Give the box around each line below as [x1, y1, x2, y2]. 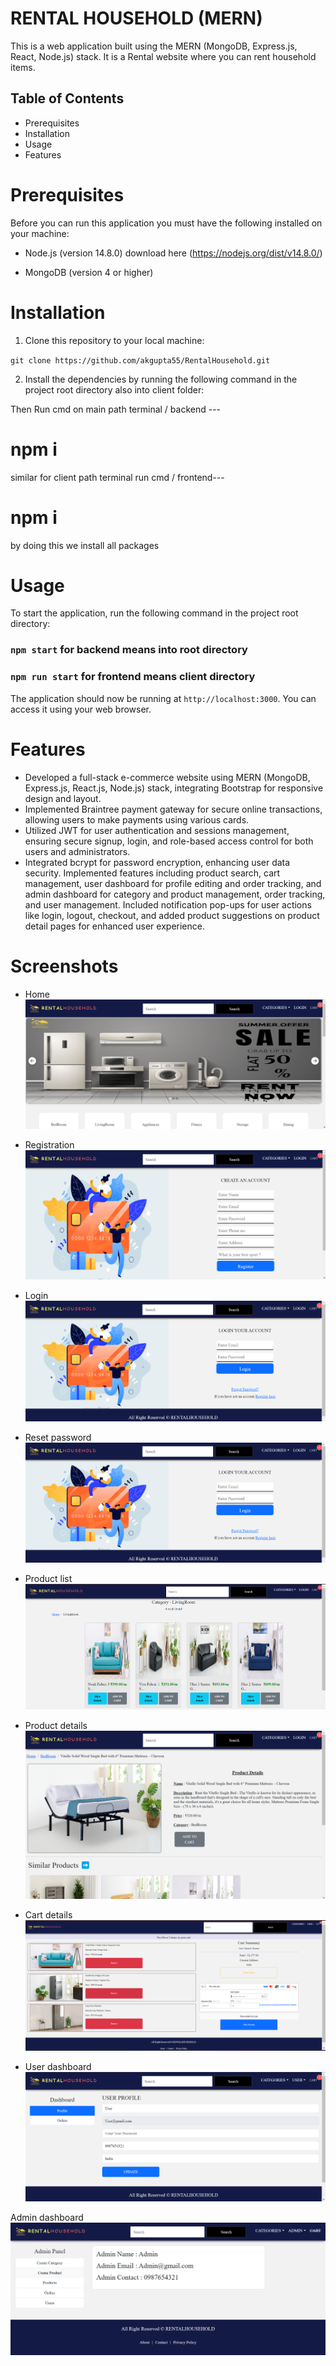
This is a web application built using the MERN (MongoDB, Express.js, [10, 40, 298, 52]
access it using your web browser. [10, 703, 152, 715]
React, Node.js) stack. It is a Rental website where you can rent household [10, 50, 317, 62]
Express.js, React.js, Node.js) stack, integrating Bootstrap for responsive [24, 782, 324, 794]
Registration [24, 1138, 75, 1151]
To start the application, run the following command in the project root [10, 607, 299, 619]
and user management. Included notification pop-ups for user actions [24, 898, 312, 911]
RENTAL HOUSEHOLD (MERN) [10, 7, 263, 30]
